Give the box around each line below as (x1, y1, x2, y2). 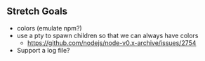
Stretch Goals (6, 6, 68, 17)
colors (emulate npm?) (16, 24, 82, 32)
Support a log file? (16, 46, 70, 54)
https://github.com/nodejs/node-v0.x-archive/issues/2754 (27, 38, 197, 47)
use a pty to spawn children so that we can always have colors (16, 31, 199, 40)
